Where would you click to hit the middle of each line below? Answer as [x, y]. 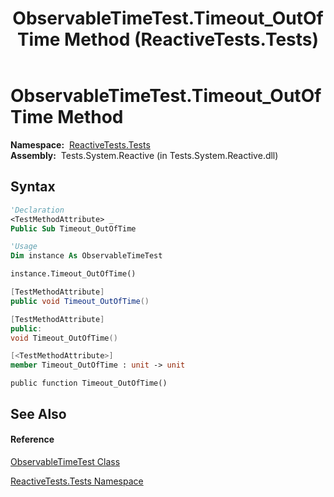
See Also [38, 413]
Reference [32, 439]
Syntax [33, 187]
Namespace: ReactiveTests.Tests [80, 144]
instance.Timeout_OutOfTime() [73, 274]
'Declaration [37, 210]
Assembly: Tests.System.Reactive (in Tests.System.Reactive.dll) [144, 155]
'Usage [24, 247]
